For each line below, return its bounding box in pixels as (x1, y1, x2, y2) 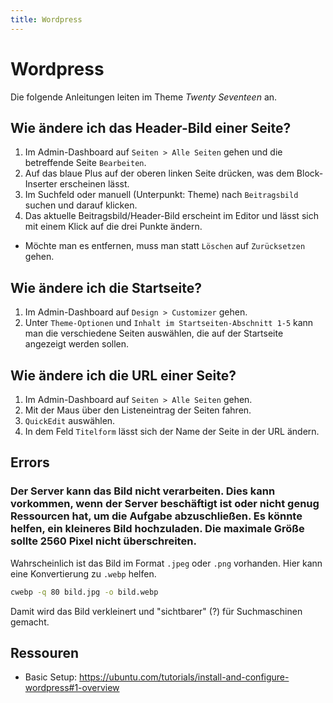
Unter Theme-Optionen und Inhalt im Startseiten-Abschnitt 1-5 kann (24, 317, 314, 329)
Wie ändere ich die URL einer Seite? (10, 367, 237, 384)
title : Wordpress (10, 14, 83, 25)
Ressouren (10, 644, 80, 661)
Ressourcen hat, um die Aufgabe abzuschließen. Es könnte (10, 509, 303, 523)
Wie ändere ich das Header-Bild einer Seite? (10, 119, 292, 136)
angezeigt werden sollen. (24, 338, 130, 350)
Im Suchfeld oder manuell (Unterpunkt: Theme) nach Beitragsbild (24, 189, 299, 201)
